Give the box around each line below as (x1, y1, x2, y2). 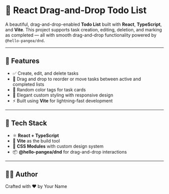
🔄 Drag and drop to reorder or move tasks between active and (12, 76, 141, 82)
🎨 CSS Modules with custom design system (12, 143, 104, 149)
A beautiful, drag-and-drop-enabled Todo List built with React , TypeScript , (5, 21, 162, 27)
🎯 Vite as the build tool (12, 137, 60, 143)
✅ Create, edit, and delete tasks (12, 70, 79, 76)
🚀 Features (5, 57, 40, 65)
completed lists (12, 81, 44, 87)
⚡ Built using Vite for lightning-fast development (12, 98, 113, 104)
